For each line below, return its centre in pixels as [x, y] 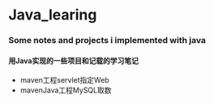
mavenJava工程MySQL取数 [66, 90]
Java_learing [53, 15]
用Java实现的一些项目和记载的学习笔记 [74, 60]
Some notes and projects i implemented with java [107, 41]
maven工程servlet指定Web [64, 80]
